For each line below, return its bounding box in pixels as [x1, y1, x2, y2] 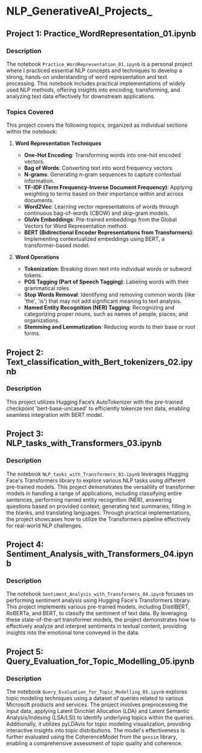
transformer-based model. [24, 241, 90, 249]
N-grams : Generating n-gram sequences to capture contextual [24, 171, 181, 178]
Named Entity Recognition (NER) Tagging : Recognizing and [24, 304, 174, 311]
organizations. [24, 317, 60, 324]
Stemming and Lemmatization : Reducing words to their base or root [24, 323, 195, 331]
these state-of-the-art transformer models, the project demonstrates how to [6, 616, 196, 623]
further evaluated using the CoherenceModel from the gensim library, [6, 733, 177, 740]
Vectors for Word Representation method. [24, 223, 128, 230]
